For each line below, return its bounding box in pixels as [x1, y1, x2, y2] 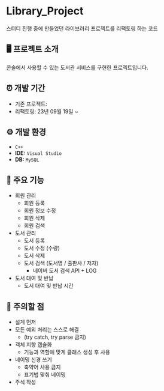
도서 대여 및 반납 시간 [23, 282, 74, 289]
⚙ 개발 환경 [6, 127, 47, 137]
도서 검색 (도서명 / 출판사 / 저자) [23, 259, 99, 267]
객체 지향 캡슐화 [14, 341, 52, 348]
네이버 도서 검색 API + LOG [32, 267, 97, 274]
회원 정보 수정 [23, 207, 56, 214]
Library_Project [6, 4, 84, 18]
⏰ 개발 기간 [6, 83, 45, 94]
